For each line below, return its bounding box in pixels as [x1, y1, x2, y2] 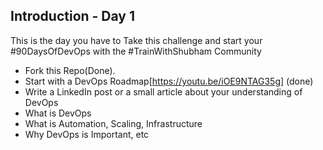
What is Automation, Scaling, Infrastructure [24, 117, 203, 129]
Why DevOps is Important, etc [24, 128, 150, 140]
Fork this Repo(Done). [24, 64, 116, 76]
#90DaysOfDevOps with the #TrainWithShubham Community [10, 45, 262, 57]
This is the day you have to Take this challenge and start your [10, 34, 263, 46]
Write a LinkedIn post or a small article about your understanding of [24, 85, 303, 98]
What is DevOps [24, 107, 92, 119]
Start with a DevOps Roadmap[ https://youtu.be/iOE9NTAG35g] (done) [24, 75, 314, 87]
